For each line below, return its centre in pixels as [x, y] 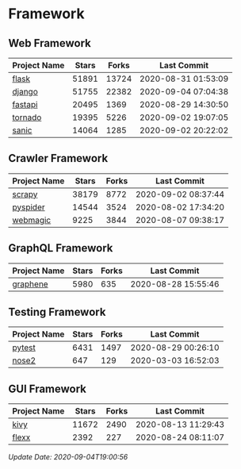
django [25, 92]
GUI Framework [48, 388]
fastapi [25, 104]
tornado [27, 117]
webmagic [32, 220]
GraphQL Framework [61, 248]
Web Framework [50, 43]
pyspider [29, 207]
